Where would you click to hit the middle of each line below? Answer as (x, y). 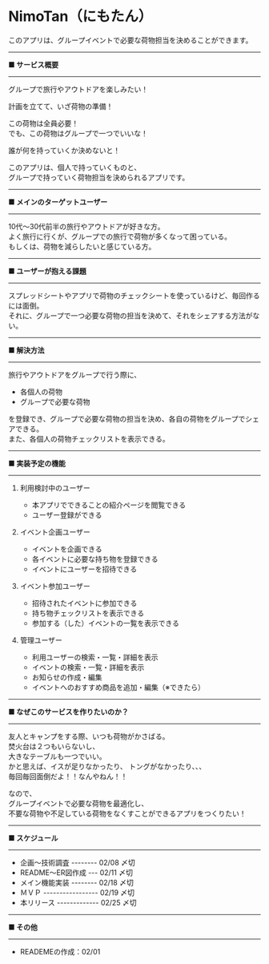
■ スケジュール (33, 837)
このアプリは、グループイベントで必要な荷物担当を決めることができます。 (130, 40)
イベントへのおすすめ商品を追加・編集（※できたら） (118, 687)
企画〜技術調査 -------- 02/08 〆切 (78, 862)
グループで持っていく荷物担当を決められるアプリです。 (99, 177)
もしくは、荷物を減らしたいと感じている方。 (82, 246)
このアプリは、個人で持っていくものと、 (75, 167)
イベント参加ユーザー (55, 586)
